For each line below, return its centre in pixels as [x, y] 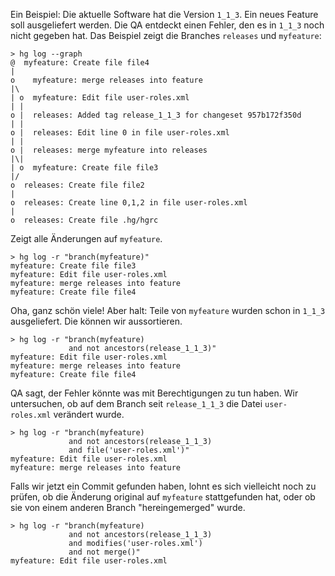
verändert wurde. [89, 414]
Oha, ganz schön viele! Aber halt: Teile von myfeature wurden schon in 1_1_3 [168, 310]
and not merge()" [104, 552]
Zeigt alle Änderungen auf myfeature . [86, 238]
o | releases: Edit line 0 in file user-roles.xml [120, 133]
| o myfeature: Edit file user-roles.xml [100, 98]
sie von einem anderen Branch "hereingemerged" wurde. [128, 507]
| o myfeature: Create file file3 [84, 168]
